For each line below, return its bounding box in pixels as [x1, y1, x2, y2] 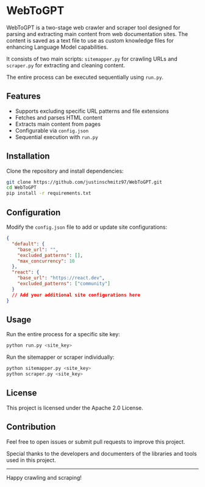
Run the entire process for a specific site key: [6, 331, 120, 338]
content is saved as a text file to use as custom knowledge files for [6, 37, 174, 44]
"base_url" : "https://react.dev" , [17, 275, 105, 281]
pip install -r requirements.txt [6, 190, 92, 197]
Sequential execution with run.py [15, 133, 99, 140]
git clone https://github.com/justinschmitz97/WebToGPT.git [6, 179, 163, 185]
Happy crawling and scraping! [6, 474, 82, 481]
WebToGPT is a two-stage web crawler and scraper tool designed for [6, 24, 181, 31]
